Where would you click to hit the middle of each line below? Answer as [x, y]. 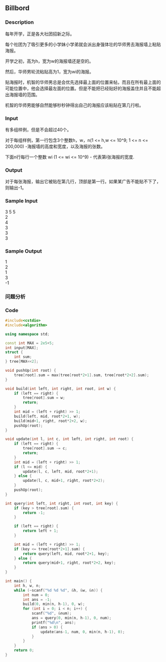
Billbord [17, 8]
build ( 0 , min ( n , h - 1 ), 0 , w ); [54, 604]
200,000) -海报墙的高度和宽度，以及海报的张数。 [55, 146]
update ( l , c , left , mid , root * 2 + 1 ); [61, 471]
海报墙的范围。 [24, 94]
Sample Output [23, 251]
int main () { [19, 581]
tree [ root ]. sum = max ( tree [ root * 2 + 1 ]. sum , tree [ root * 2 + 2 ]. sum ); [82, 375]
